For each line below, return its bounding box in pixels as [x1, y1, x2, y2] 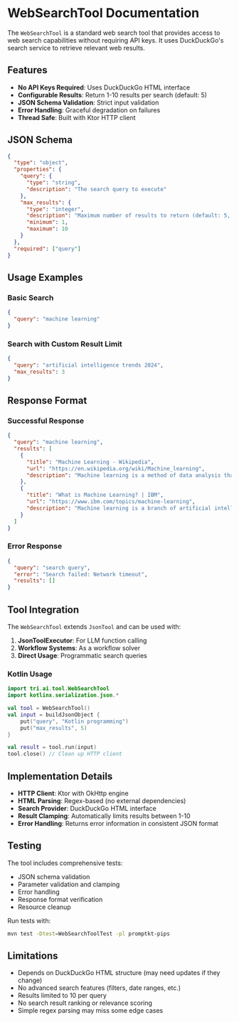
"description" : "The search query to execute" [26, 185, 167, 193]
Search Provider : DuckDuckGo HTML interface [17, 804, 156, 812]
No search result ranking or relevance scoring [17, 999, 153, 1007]
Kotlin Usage [7, 669, 53, 679]
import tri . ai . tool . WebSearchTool [7, 685, 110, 692]
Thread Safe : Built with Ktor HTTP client [17, 113, 137, 122]
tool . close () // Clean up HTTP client [7, 751, 122, 758]
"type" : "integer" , [26, 205, 84, 213]
